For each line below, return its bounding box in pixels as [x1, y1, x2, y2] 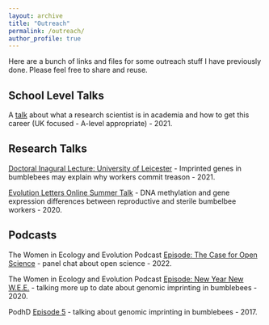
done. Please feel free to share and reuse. [8, 65, 148, 75]
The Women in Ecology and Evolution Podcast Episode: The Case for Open [8, 250, 258, 260]
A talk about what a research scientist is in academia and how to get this [8, 110, 250, 120]
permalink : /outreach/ [8, 27, 85, 35]
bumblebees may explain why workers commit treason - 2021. [8, 171, 216, 182]
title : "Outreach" [8, 19, 70, 27]
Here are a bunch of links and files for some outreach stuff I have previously [8, 57, 262, 66]
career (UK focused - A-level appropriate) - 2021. [8, 119, 173, 129]
